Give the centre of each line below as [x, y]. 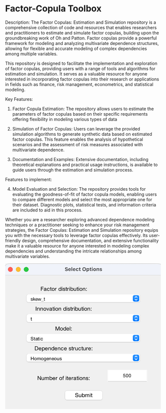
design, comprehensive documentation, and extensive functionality [90, 241]
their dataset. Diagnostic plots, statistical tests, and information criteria [84, 205]
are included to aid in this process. [47, 210]
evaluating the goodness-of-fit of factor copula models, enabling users [84, 194]
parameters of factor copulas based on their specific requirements [80, 114]
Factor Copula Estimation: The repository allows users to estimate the [83, 109]
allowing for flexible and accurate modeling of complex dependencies [76, 48]
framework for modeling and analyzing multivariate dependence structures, [82, 43]
